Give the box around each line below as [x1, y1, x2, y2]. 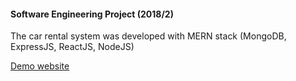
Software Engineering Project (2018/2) [10, 8, 174, 20]
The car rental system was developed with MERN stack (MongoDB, [10, 30, 287, 42]
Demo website [10, 60, 70, 72]
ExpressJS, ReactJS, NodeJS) [10, 41, 135, 53]
